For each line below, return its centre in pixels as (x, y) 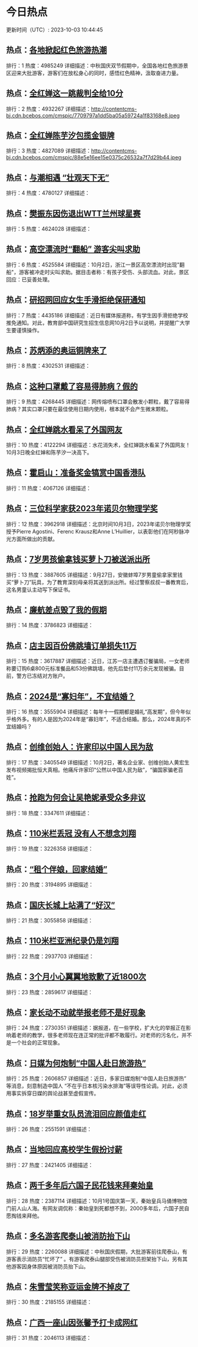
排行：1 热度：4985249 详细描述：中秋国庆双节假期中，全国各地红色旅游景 (97, 65)
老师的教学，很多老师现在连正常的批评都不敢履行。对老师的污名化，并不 (104, 1035)
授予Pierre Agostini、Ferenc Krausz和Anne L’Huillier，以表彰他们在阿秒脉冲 (98, 531)
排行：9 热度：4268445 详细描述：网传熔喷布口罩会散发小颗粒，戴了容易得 (98, 402)
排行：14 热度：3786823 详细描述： (50, 625)
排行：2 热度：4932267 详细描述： (49, 109)
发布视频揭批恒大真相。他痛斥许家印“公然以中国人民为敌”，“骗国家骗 (90, 770)
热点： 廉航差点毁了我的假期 (57, 610)
